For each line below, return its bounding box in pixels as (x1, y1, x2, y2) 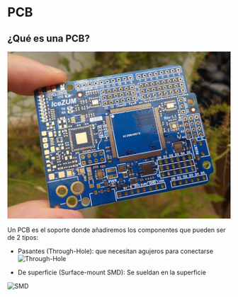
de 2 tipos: (7, 233, 39, 241)
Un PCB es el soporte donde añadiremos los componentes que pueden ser (7, 226, 226, 234)
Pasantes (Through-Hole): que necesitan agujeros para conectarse (17, 247, 214, 255)
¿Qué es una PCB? (7, 33, 90, 45)
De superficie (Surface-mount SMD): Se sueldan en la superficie (17, 268, 207, 276)
